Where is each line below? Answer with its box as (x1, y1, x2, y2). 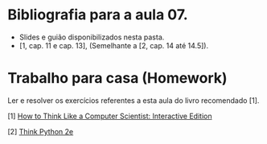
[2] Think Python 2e (7, 126, 74, 136)
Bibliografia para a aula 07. (7, 6, 188, 24)
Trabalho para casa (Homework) (7, 69, 228, 88)
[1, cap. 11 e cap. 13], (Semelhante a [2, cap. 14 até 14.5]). (18, 40, 209, 50)
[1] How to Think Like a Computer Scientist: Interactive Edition (7, 111, 212, 121)
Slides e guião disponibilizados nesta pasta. (18, 32, 165, 42)
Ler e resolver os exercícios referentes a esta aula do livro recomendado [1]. (7, 95, 260, 105)
